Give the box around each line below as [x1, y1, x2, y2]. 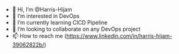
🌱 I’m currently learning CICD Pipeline [12, 19, 108, 26]
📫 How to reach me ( [12, 33, 67, 39]
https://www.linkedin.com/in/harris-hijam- [66, 33, 173, 39]
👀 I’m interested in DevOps [12, 12, 80, 20]
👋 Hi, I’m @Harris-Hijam [12, 6, 72, 13]
